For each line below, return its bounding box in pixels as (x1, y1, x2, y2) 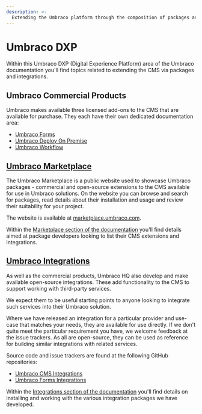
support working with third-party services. (6, 285, 111, 292)
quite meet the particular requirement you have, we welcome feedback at (6, 327, 188, 335)
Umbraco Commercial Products (6, 90, 127, 100)
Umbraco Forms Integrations (14, 376, 87, 383)
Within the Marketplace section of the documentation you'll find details (6, 226, 182, 233)
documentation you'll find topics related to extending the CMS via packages (6, 67, 194, 74)
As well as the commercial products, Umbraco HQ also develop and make (6, 272, 189, 279)
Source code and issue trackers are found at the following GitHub (6, 351, 168, 359)
